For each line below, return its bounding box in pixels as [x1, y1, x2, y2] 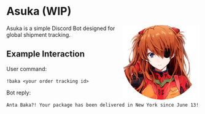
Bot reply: [6, 89, 31, 96]
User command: [6, 65, 47, 72]
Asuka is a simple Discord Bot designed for [6, 25, 115, 32]
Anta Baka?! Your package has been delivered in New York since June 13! [6, 102, 199, 108]
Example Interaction [6, 49, 85, 59]
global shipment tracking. [6, 31, 71, 38]
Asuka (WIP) [6, 4, 72, 18]
